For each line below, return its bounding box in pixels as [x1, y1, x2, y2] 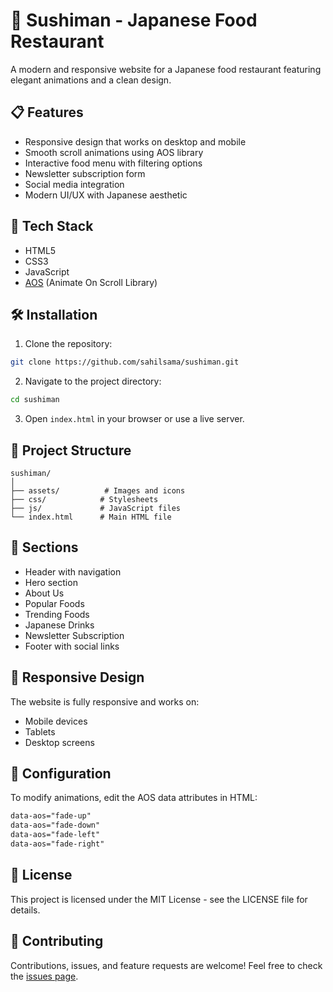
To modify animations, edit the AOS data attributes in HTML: [10, 792, 258, 804]
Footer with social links [24, 640, 120, 652]
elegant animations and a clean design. [10, 74, 172, 86]
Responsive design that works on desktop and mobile [24, 135, 247, 148]
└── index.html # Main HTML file [10, 512, 172, 522]
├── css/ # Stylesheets [10, 494, 159, 504]
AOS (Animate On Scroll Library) [24, 276, 158, 288]
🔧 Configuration [10, 765, 112, 782]
